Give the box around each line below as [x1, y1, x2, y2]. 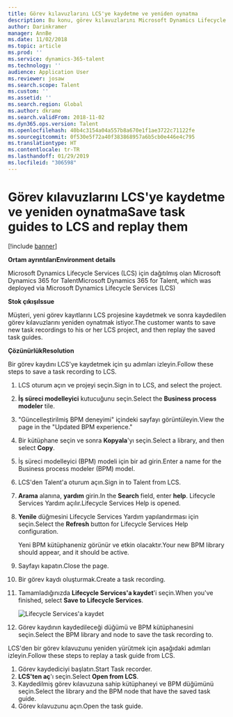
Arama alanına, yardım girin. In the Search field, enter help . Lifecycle [17, 491, 216, 500]
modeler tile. [17, 401, 55, 410]
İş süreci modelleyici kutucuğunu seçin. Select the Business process [17, 394, 217, 403]
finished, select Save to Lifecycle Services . [17, 596, 144, 604]
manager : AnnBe [8, 29, 52, 37]
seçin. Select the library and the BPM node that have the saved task [17, 687, 211, 695]
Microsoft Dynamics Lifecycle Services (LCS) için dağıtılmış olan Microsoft [8, 269, 221, 277]
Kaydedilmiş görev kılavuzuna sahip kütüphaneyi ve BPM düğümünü [17, 679, 214, 688]
